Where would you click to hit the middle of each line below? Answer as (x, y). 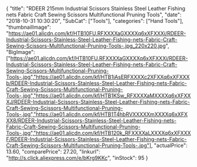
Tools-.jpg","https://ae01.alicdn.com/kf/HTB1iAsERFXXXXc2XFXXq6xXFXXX (98, 77)
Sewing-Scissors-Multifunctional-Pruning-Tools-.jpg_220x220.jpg (86, 46)
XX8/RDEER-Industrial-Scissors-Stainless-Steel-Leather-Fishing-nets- (91, 120)
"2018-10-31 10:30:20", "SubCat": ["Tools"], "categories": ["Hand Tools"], (95, 21)
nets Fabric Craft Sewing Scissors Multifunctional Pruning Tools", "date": (94, 15)
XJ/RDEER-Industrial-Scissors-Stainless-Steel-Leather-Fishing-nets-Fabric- (98, 102)
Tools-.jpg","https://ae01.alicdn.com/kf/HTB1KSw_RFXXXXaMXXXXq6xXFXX (98, 96)
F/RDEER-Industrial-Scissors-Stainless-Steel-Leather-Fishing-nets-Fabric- (96, 139)
